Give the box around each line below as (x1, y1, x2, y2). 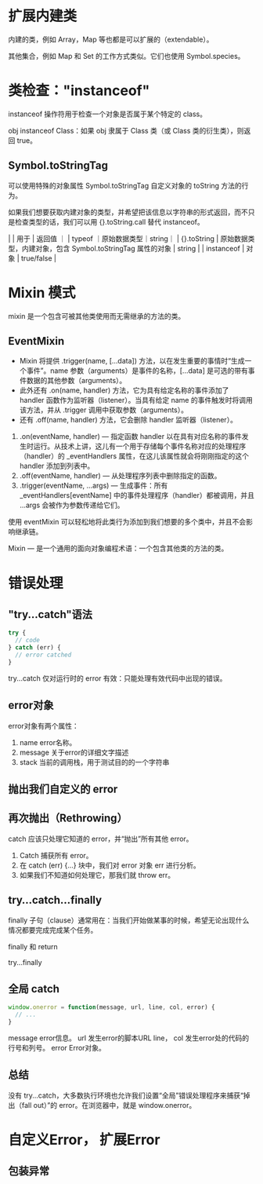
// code (15, 637, 41, 645)
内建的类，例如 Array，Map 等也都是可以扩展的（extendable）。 (8, 35, 214, 44)
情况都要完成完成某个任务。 (8, 925, 98, 934)
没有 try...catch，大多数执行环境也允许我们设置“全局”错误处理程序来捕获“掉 (8, 1091, 250, 1100)
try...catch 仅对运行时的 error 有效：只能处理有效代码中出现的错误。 (8, 673, 227, 683)
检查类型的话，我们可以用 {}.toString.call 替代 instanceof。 (14, 217, 205, 226)
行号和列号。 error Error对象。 (8, 1043, 106, 1053)
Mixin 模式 (8, 283, 76, 301)
